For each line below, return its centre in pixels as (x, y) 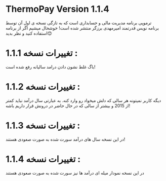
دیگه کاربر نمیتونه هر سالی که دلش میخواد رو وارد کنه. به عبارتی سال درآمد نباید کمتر (83, 100)
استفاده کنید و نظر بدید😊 (29, 33)
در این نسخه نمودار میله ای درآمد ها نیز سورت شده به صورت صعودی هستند (75, 173)
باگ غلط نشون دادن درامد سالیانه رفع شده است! (51, 67)
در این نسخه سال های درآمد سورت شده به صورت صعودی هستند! (65, 139)
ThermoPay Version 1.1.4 (58, 9)
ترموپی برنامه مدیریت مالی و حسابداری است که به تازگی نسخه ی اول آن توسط (79, 23)
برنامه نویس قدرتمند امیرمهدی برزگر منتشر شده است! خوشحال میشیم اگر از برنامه (83, 28)
